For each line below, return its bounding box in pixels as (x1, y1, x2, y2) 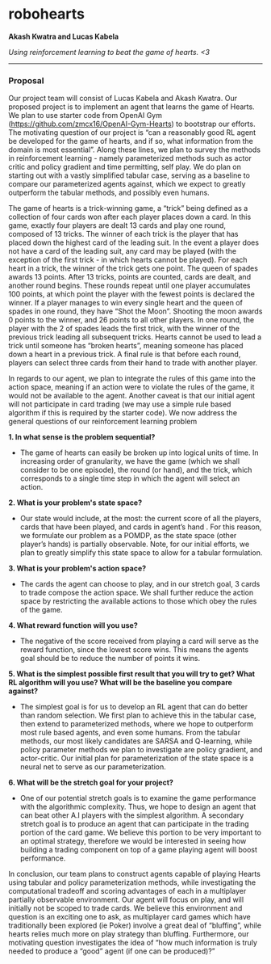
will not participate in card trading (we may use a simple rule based (8, 399, 231, 409)
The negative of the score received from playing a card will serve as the (19, 636, 260, 646)
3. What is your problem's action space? (8, 563, 147, 574)
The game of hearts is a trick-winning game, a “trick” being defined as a (8, 204, 248, 213)
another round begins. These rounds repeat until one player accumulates (8, 280, 252, 291)
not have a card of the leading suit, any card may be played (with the (8, 246, 236, 256)
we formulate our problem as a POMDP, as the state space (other (19, 531, 237, 541)
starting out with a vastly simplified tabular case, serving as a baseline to (8, 170, 250, 180)
